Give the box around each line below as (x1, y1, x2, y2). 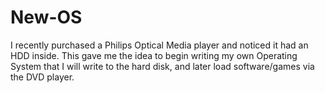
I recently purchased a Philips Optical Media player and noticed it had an (10, 39, 309, 51)
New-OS (10, 6, 83, 29)
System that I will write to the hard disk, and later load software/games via (10, 60, 315, 72)
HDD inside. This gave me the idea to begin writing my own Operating (10, 49, 298, 61)
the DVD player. (10, 71, 75, 83)
